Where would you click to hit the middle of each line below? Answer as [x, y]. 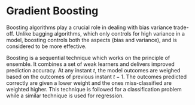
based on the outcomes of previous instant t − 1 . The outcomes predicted [97, 77]
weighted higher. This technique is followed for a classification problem [94, 89]
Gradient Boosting [52, 11]
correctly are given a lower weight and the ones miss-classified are [89, 83]
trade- [181, 27]
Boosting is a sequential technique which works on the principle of [88, 58]
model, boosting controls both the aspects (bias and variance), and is [92, 40]
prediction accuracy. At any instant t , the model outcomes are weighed [93, 70]
